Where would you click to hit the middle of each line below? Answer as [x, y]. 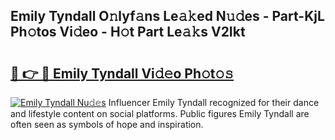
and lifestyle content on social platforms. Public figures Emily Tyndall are [160, 113]
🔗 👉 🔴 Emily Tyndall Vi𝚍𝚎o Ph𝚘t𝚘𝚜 [122, 73]
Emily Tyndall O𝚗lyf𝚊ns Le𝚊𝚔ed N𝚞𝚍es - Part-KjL [167, 16]
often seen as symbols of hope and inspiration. [107, 124]
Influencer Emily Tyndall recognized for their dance [214, 102]
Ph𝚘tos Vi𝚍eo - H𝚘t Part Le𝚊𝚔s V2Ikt [128, 32]
